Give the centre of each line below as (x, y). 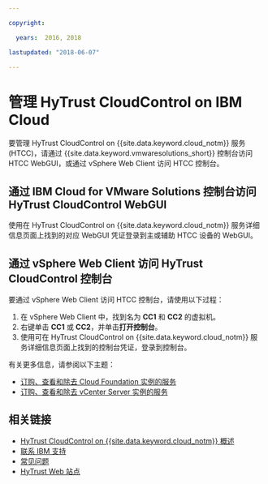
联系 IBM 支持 (43, 451)
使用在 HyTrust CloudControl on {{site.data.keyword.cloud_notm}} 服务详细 (134, 225)
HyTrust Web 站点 (50, 471)
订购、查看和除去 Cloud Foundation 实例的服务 (98, 381)
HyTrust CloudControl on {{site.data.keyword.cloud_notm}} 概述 (127, 441)
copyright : (27, 23)
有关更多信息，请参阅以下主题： (62, 364)
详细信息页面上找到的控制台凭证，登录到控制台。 (109, 347)
